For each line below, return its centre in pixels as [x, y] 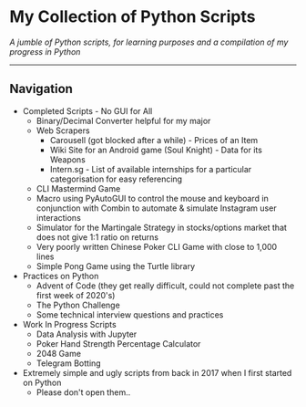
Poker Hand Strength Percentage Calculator [118, 343]
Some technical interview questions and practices [130, 314]
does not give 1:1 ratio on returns [97, 237]
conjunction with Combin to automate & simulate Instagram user [156, 208]
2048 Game [59, 353]
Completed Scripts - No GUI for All [87, 110]
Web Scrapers [63, 130]
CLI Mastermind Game [78, 188]
